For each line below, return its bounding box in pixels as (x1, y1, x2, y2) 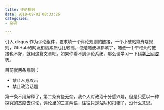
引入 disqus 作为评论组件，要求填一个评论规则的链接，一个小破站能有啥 (5, 39, 149, 45)
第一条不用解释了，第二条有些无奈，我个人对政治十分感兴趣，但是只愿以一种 (5, 94, 159, 100)
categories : (5, 16, 29, 21)
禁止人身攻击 (12, 78, 38, 83)
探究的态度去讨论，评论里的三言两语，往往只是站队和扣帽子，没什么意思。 (5, 100, 155, 106)
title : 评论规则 (5, 7, 35, 12)
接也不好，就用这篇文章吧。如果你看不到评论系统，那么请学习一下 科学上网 (5, 51, 155, 57)
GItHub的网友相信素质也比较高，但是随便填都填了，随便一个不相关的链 (13, 45, 156, 51)
